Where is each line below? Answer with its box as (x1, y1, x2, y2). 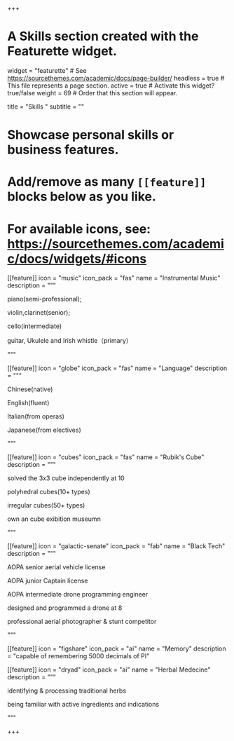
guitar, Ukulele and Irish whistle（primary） (7, 336, 132, 345)
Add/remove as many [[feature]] (7, 174, 207, 190)
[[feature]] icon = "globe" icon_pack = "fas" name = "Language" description (7, 364, 228, 372)
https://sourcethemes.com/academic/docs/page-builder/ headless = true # (7, 74, 225, 82)
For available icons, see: (7, 221, 151, 237)
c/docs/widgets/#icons (7, 250, 147, 266)
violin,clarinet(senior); (7, 308, 71, 317)
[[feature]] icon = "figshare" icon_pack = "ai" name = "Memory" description (7, 644, 226, 653)
